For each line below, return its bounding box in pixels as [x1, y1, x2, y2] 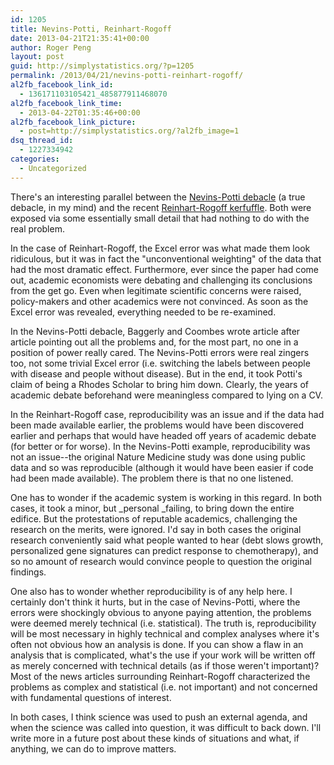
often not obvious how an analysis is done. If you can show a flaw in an [10, 638, 304, 650]
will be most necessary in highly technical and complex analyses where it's [10, 627, 320, 640]
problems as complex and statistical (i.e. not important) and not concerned [10, 681, 318, 693]
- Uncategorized [19, 163, 87, 173]
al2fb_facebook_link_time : [10, 98, 123, 108]
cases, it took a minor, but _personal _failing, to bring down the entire [10, 502, 295, 514]
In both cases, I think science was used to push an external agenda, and [10, 711, 308, 723]
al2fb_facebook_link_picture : [10, 117, 137, 127]
